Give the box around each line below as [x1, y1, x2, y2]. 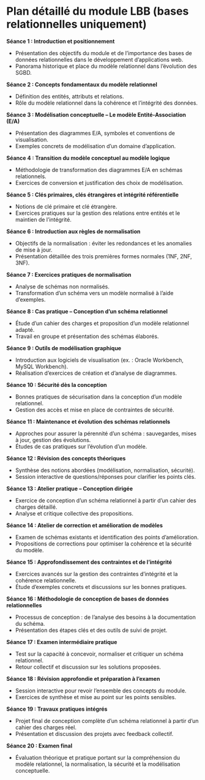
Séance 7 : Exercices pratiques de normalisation [6, 271, 132, 278]
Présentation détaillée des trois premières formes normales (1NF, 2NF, [15, 252, 192, 260]
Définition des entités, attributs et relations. [15, 92, 124, 100]
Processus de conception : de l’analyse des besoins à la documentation [15, 613, 196, 621]
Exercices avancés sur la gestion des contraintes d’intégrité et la [15, 570, 178, 577]
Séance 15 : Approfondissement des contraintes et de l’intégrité [6, 558, 173, 566]
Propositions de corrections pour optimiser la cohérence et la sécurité [15, 540, 192, 547]
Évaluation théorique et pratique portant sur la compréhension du [15, 754, 181, 761]
